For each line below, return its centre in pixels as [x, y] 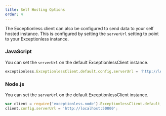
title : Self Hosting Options [35, 10]
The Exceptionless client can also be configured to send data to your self [80, 28]
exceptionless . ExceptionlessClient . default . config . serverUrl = [72, 71]
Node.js [15, 84]
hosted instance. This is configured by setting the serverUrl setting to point [82, 34]
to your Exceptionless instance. [37, 39]
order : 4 [14, 14]
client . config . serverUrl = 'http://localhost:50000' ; [62, 108]
